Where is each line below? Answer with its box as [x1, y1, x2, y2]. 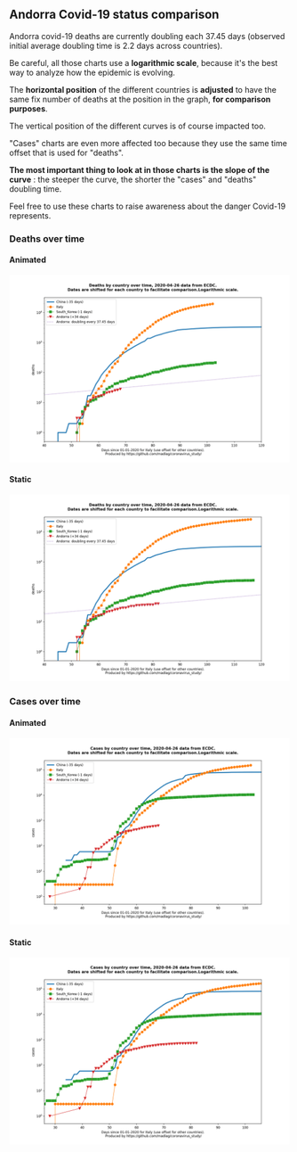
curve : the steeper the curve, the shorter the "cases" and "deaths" [9, 174, 257, 185]
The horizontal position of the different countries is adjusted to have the [9, 84, 277, 95]
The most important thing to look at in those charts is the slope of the [9, 164, 270, 175]
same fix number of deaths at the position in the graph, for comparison [9, 94, 271, 104]
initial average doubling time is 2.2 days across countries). [9, 40, 223, 51]
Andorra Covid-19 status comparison [9, 7, 220, 22]
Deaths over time [9, 232, 85, 244]
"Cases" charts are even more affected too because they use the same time [9, 137, 287, 148]
